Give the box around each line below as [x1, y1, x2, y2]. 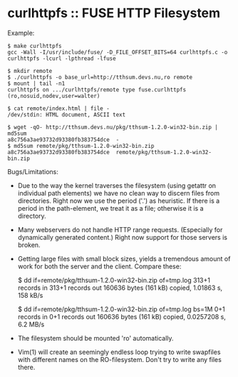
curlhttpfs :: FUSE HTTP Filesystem [7, 5, 221, 21]
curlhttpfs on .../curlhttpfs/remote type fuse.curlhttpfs [7, 86, 187, 94]
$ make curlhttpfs [7, 42, 62, 49]
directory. [17, 211, 46, 220]
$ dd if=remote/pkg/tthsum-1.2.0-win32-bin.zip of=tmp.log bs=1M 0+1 [17, 305, 226, 313]
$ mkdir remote [7, 67, 53, 74]
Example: [7, 29, 35, 37]
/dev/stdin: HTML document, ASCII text [7, 111, 126, 119]
